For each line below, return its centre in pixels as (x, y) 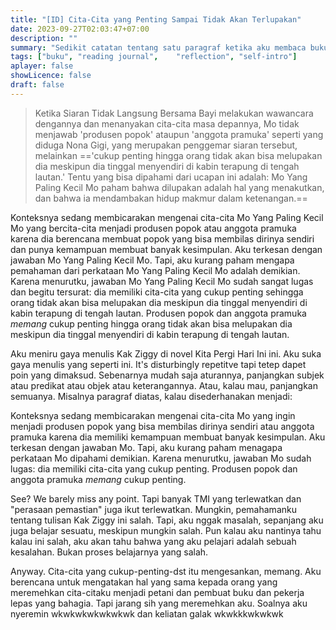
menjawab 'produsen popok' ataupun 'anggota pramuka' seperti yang (179, 134)
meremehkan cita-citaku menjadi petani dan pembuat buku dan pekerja (157, 592)
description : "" (44, 38)
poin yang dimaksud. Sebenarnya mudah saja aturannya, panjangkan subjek (167, 375)
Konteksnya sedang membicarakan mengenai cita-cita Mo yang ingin (153, 415)
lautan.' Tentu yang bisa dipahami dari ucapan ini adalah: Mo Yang (171, 177)
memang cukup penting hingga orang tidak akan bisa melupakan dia (151, 323)
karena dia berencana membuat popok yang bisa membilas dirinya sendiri (162, 238)
